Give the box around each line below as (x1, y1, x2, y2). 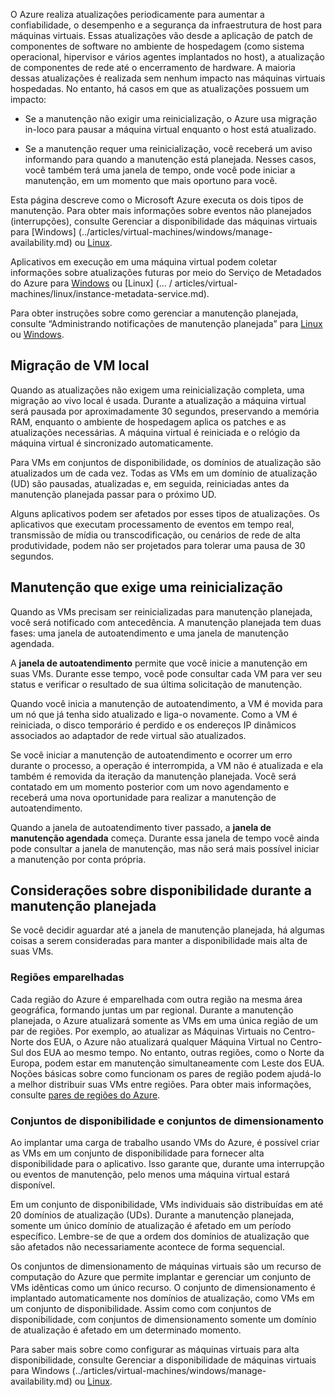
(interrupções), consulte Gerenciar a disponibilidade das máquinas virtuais (10, 215, 318, 227)
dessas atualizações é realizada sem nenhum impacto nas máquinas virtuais (10, 72, 326, 84)
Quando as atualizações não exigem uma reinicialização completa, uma (10, 384, 305, 396)
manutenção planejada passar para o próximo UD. (10, 488, 217, 500)
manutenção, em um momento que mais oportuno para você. (24, 175, 278, 186)
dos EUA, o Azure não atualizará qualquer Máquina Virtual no (35, 1035, 288, 1048)
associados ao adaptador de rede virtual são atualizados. (10, 729, 247, 741)
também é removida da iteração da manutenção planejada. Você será (10, 770, 297, 782)
